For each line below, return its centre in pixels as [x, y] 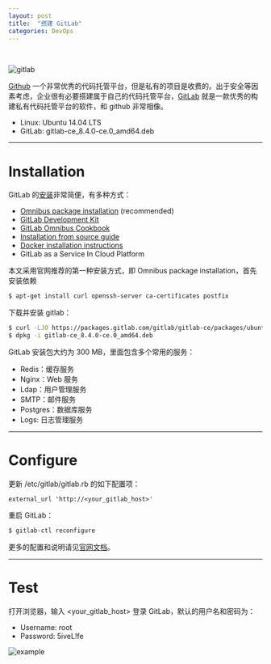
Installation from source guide [69, 237]
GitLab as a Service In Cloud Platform [82, 254]
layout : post [30, 16]
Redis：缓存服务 [47, 369]
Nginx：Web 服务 [49, 379]
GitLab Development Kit [59, 220]
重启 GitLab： [31, 515]
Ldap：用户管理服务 [53, 389]
